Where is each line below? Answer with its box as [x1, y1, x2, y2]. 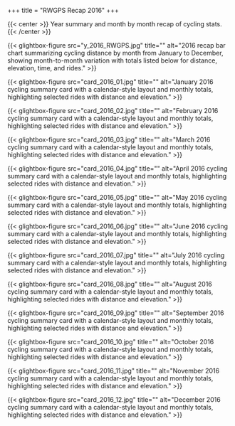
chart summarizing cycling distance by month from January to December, [7, 49, 224, 57]
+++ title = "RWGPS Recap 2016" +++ [7, 6, 120, 14]
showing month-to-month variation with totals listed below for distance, [7, 56, 217, 65]
